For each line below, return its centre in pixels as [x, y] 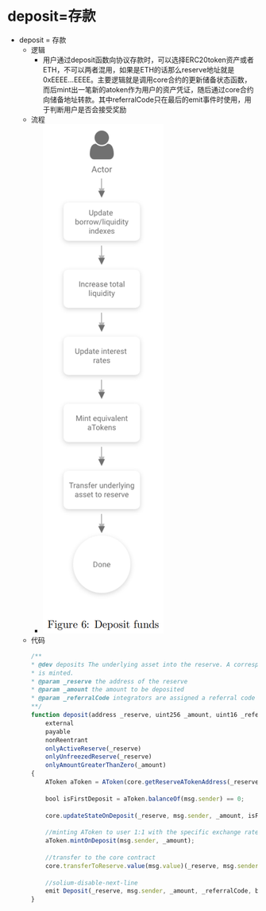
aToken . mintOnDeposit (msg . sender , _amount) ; [120, 841]
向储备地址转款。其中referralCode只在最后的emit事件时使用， [144, 99]
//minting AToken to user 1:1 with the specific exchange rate [152, 832]
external [60, 723]
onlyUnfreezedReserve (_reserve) [99, 757]
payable [58, 732]
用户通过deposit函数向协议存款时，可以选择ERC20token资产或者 [148, 60]
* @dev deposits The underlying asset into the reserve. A [131, 664]
